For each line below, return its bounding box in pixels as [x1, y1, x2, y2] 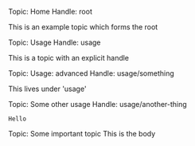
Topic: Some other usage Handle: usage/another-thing [8, 100, 187, 109]
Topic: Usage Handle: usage [8, 37, 101, 47]
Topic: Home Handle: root [8, 7, 93, 16]
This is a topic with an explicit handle [8, 53, 130, 62]
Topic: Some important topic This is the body [8, 129, 156, 138]
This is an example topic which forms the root [8, 22, 158, 31]
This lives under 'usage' [8, 84, 87, 93]
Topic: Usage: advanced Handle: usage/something [8, 69, 175, 78]
